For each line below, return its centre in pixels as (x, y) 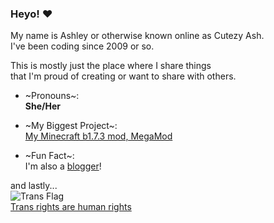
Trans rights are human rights (71, 207)
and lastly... (34, 186)
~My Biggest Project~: (71, 126)
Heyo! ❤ (31, 14)
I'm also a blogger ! (63, 166)
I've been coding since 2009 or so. (82, 46)
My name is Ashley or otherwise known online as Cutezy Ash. (137, 36)
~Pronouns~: (52, 96)
